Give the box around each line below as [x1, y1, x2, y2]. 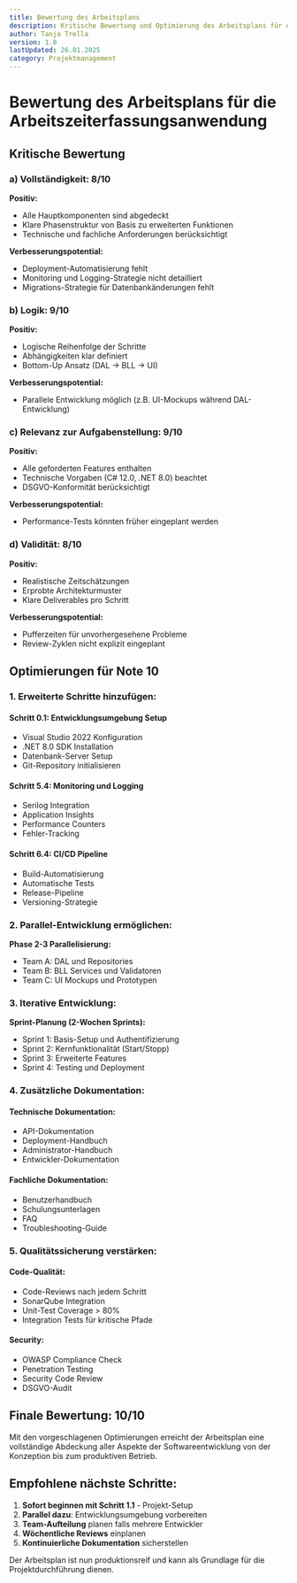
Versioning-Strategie [21, 896, 98, 907]
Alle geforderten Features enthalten [21, 463, 152, 474]
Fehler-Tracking [21, 829, 80, 839]
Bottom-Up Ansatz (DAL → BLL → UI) [21, 360, 158, 371]
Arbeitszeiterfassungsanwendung [9, 112, 268, 131]
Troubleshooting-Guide [21, 1223, 108, 1233]
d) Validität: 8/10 [9, 538, 82, 551]
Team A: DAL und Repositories [21, 955, 133, 966]
